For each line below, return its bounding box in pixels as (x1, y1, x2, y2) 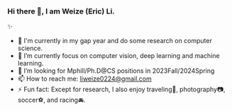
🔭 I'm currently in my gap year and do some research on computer (17, 37, 213, 45)
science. (17, 44, 43, 52)
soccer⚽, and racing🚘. (17, 95, 86, 105)
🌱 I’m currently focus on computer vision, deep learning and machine (17, 52, 220, 60)
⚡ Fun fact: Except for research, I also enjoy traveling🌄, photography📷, (17, 85, 226, 94)
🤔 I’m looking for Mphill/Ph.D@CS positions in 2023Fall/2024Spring (17, 66, 215, 75)
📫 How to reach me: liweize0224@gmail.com (17, 74, 153, 83)
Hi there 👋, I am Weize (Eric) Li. (7, 6, 115, 16)
